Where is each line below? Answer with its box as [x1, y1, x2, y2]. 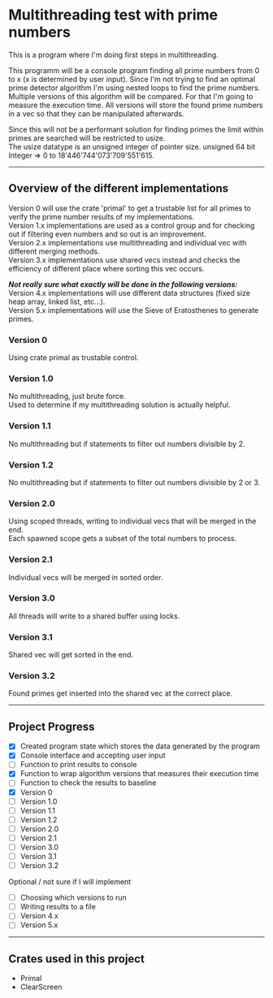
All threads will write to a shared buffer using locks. [8, 611, 180, 621]
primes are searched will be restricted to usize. [8, 132, 166, 143]
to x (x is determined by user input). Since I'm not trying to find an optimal [8, 74, 256, 84]
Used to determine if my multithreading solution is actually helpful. [8, 400, 231, 410]
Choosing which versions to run [19, 892, 128, 903]
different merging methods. [8, 246, 100, 256]
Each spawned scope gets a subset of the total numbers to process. [8, 534, 237, 544]
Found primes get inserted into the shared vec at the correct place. [8, 688, 233, 698]
